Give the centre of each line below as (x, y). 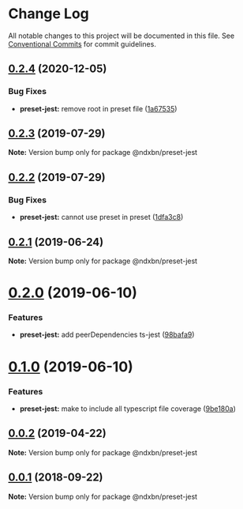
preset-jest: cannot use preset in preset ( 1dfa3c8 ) (101, 217)
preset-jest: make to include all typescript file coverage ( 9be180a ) (128, 409)
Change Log (49, 14)
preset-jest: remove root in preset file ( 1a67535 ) (98, 108)
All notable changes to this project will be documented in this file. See (121, 36)
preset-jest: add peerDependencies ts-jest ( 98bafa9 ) (107, 335)
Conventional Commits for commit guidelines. (82, 43)
